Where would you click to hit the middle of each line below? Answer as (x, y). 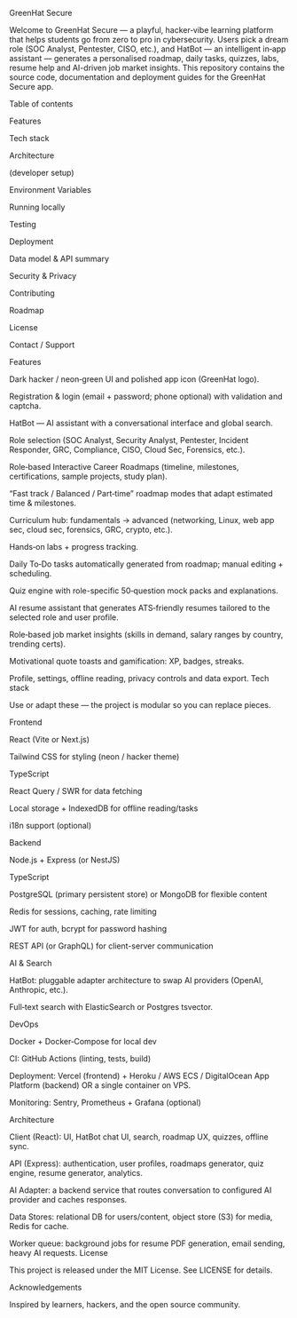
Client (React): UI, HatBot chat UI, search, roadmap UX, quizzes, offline (139, 1137)
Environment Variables (50, 190)
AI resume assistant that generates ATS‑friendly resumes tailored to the (140, 608)
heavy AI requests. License (59, 1253)
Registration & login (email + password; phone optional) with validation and (146, 396)
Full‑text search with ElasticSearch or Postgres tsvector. (111, 1007)
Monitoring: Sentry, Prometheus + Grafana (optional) (105, 1102)
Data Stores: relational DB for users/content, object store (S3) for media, (141, 1217)
